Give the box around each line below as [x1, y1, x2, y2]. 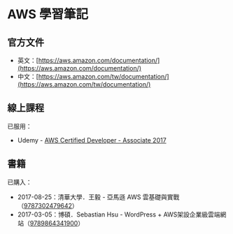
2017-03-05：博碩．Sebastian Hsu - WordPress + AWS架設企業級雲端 [17, 210, 220, 219]
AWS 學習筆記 [7, 6, 89, 22]
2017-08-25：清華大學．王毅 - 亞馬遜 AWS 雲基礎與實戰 [17, 193, 180, 201]
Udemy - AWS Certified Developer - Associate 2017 [17, 136, 167, 144]
